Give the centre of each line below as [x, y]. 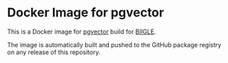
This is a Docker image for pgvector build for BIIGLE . [82, 32]
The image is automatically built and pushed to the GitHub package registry [114, 45]
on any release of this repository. [54, 52]
